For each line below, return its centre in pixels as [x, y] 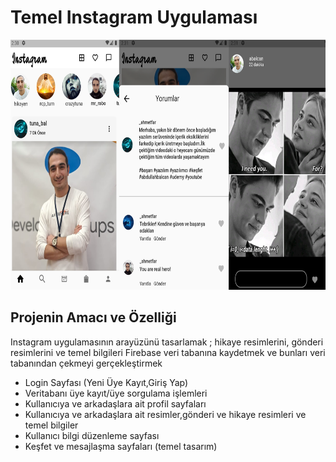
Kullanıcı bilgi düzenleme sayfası [92, 435]
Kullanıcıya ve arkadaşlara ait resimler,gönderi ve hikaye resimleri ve [165, 414]
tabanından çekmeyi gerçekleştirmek [86, 363]
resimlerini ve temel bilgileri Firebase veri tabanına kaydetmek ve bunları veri [168, 352]
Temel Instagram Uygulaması [134, 17]
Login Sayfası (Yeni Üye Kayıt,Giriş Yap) [106, 382]
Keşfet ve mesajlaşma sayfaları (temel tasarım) [121, 446]
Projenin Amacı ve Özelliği [93, 317]
